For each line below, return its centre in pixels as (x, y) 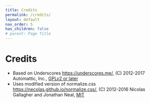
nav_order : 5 (19, 24)
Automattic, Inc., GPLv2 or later (45, 78)
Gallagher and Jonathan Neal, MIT (49, 94)
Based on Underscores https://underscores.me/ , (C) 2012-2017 (79, 73)
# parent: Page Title (28, 34)
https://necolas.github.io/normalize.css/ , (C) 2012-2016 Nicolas (79, 89)
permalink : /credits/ (28, 15)
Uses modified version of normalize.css (54, 84)
